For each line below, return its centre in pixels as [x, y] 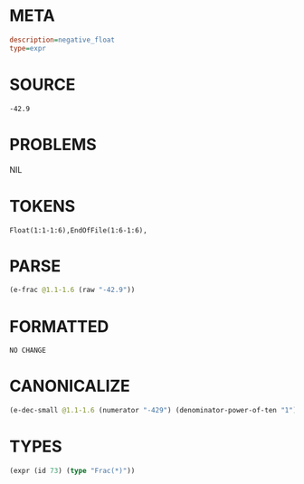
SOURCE [43, 85]
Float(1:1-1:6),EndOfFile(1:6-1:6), [78, 230]
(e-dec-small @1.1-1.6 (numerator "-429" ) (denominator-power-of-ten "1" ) [153, 411]
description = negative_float [62, 40]
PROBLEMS [53, 144]
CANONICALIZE [70, 386]
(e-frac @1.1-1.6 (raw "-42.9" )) [72, 290]
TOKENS [43, 206]
